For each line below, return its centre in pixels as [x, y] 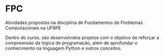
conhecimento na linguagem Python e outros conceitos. [64, 48]
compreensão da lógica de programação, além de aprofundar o [71, 42]
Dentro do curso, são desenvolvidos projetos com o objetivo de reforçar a [82, 37]
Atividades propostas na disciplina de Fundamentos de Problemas [74, 22]
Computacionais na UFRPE [33, 27]
